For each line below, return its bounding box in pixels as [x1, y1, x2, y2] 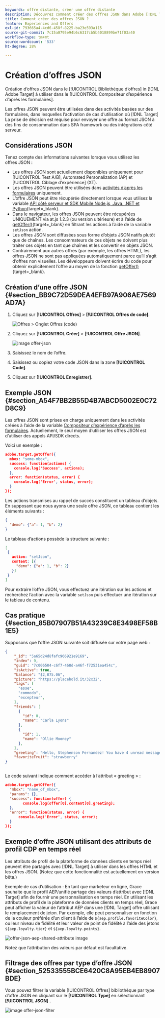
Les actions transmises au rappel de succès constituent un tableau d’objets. [5, 497, 159, 504]
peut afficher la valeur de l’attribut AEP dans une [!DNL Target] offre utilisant [5, 904, 160, 910]
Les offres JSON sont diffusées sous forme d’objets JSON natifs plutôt [12, 232, 155, 238]
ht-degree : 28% [5, 44, 36, 49]
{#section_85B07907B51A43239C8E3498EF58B [5, 619, 158, 627]
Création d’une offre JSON [5, 283, 87, 291]
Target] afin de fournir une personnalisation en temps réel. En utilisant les [5, 894, 154, 900]
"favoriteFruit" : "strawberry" [14, 755, 78, 760]
